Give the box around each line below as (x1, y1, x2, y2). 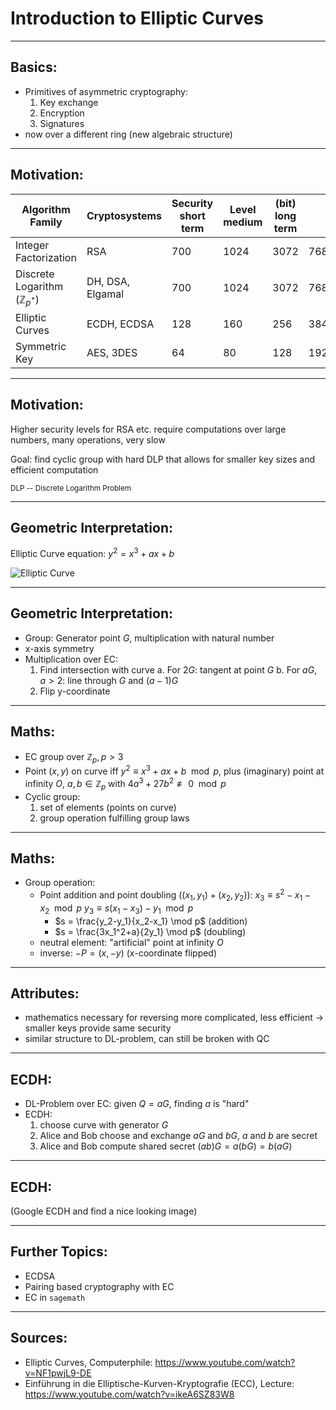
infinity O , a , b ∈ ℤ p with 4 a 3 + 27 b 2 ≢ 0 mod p (24, 776, 227, 792)
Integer (15, 238, 50, 252)
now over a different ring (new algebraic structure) (24, 128, 233, 140)
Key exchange (39, 96, 99, 108)
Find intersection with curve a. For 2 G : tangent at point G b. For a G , (39, 663, 318, 676)
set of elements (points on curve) (39, 801, 177, 813)
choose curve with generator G (39, 1119, 169, 1131)
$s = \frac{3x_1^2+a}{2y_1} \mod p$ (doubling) (54, 925, 247, 937)
